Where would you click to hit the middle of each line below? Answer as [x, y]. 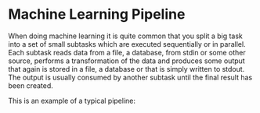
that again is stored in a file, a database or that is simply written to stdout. [126, 69]
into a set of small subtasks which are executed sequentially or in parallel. [127, 44]
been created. [31, 85]
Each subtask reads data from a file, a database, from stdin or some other [127, 52]
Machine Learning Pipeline [97, 14]
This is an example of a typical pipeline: [72, 101]
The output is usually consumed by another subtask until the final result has [130, 77]
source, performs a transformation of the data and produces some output [126, 61]
